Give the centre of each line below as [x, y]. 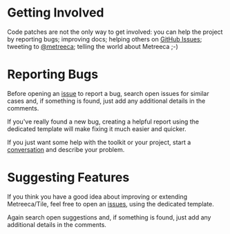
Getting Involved [56, 13]
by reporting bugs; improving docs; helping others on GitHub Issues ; [105, 39]
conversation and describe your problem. [66, 149]
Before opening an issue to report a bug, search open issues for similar [108, 93]
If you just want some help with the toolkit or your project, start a [99, 142]
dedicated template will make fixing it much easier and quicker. [97, 128]
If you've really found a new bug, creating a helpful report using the [103, 121]
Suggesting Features [68, 178]
